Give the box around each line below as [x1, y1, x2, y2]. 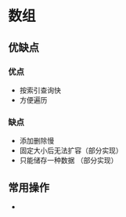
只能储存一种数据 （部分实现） [19, 156, 118, 165]
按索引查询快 [19, 85, 61, 95]
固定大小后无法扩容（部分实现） [19, 146, 123, 155]
